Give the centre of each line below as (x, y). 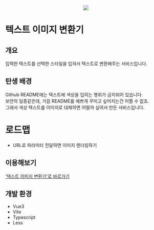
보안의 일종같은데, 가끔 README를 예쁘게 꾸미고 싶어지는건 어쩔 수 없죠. (77, 101)
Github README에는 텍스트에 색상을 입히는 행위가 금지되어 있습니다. (74, 94)
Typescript (24, 217)
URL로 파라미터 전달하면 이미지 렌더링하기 (55, 145)
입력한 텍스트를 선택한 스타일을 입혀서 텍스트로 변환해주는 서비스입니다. (76, 64)
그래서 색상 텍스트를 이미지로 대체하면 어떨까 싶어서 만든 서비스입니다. (75, 107)
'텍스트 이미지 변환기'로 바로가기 (38, 176)
